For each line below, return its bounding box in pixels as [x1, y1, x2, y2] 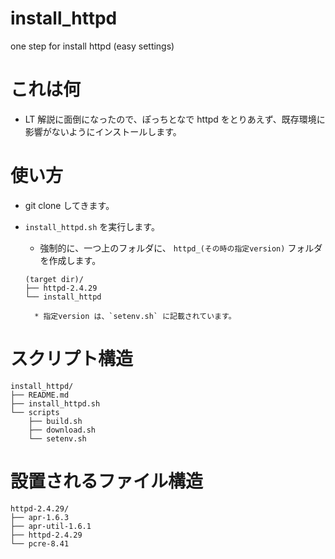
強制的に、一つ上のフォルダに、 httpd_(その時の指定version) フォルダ [39, 242, 323, 254]
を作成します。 [39, 254, 102, 266]
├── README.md [10, 390, 70, 400]
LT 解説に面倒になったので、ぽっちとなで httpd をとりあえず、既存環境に [24, 113, 326, 125]
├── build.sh [28, 416, 83, 426]
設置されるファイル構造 [10, 470, 204, 492]
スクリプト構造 [10, 348, 134, 370]
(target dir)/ [24, 274, 84, 284]
